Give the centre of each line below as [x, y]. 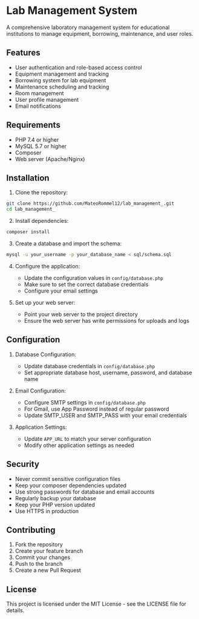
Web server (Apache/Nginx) [50, 159]
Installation [28, 178]
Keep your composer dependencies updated [71, 485]
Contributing [31, 530]
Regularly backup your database [56, 498]
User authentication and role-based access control [78, 67]
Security [23, 464]
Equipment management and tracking [62, 74]
